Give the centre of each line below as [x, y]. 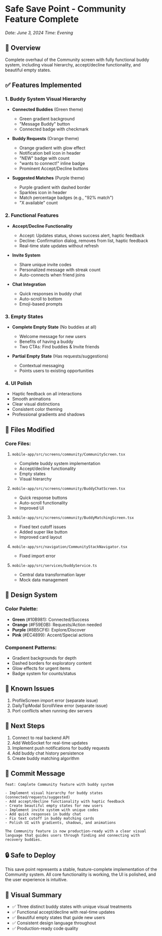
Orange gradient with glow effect [52, 148]
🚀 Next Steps [25, 726]
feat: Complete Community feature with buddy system [59, 785]
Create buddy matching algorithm [46, 758]
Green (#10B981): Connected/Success [50, 619]
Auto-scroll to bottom [40, 299]
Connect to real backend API [41, 738]
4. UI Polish [19, 383]
